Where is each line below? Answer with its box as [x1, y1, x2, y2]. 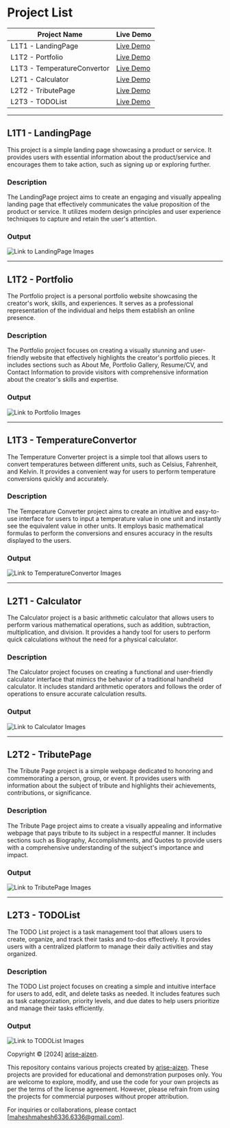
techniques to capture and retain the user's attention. [7, 214, 157, 223]
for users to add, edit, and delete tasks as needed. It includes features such [7, 990, 220, 998]
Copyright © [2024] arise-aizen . [7, 1050, 99, 1058]
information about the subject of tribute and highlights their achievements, [7, 781, 217, 789]
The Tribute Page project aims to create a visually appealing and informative [7, 821, 222, 830]
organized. [7, 949, 38, 957]
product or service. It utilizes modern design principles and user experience [7, 208, 221, 216]
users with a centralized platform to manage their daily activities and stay [7, 942, 214, 951]
